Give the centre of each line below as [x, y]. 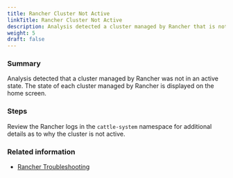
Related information [41, 152]
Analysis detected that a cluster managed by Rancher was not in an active [113, 79]
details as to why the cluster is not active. [67, 134]
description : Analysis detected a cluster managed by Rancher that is [111, 26]
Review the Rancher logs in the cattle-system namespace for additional [110, 126]
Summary [24, 64]
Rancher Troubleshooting [53, 167]
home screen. [27, 94]
